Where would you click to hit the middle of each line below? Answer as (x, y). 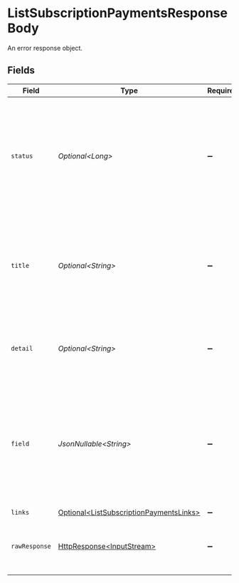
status (22, 156)
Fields (21, 70)
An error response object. (45, 48)
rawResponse (31, 546)
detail (22, 348)
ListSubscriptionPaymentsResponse (117, 13)
